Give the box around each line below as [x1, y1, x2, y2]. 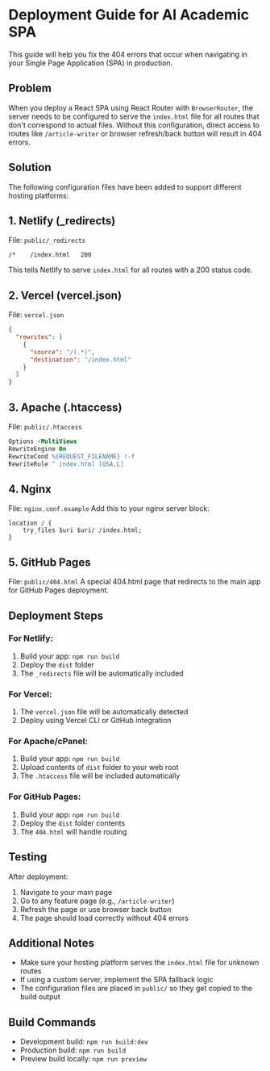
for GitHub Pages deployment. [8, 585, 109, 595]
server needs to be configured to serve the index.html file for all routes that [8, 111, 260, 121]
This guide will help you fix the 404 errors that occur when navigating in [8, 49, 248, 59]
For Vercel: [8, 688, 52, 700]
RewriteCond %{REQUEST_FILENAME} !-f [8, 452, 135, 461]
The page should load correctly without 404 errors [19, 913, 189, 922]
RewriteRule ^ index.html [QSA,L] [8, 460, 125, 468]
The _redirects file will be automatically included [19, 668, 184, 678]
